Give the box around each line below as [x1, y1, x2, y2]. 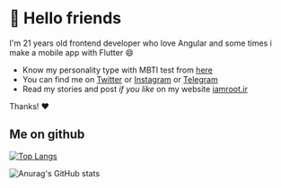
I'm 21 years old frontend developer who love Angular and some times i [9, 38, 272, 48]
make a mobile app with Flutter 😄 [9, 47, 135, 57]
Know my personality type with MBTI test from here [22, 64, 213, 75]
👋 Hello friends [9, 8, 122, 29]
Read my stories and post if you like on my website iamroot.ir [22, 83, 249, 94]
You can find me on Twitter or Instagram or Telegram [22, 73, 218, 84]
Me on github [9, 127, 85, 142]
